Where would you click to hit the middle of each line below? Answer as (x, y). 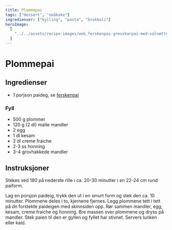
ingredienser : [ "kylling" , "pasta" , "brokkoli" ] (58, 19)
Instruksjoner (27, 168)
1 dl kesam (24, 135)
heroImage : (17, 24)
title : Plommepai (24, 10)
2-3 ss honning (29, 147)
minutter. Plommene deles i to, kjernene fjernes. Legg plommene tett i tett (83, 201)
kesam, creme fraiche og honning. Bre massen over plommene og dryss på (85, 212)
